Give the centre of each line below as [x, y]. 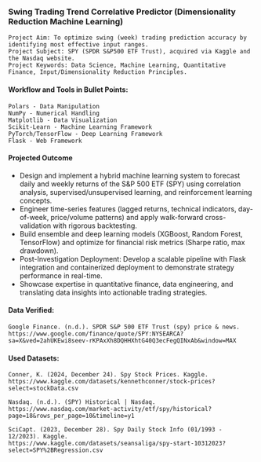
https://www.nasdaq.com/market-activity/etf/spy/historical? [110, 409]
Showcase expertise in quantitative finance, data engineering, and [126, 284]
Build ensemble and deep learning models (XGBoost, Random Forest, [131, 233]
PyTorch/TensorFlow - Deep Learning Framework [85, 134]
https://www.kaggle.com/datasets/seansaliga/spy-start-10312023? [117, 444]
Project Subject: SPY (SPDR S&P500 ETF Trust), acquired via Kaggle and [129, 52]
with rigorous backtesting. [95, 225]
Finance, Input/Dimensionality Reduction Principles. [98, 72]
